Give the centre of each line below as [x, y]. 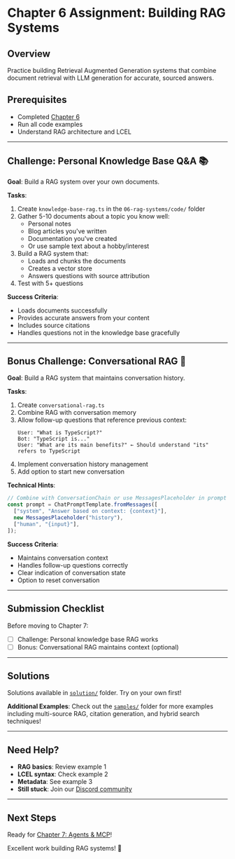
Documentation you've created [72, 238]
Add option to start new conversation [71, 472]
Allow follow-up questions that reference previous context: [102, 420]
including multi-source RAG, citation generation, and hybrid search [104, 714]
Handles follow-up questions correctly [72, 565]
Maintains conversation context [63, 558]
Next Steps [32, 818]
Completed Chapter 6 [49, 116]
